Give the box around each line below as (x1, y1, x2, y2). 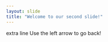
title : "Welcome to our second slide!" (6, 14, 103, 20)
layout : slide (6, 8, 41, 14)
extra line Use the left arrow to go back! (6, 29, 102, 36)
